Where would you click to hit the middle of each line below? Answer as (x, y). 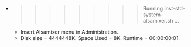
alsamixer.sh (158, 21)
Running (153, 8)
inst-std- (175, 8)
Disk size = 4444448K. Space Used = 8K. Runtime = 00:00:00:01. (100, 38)
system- (153, 15)
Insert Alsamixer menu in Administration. (69, 32)
